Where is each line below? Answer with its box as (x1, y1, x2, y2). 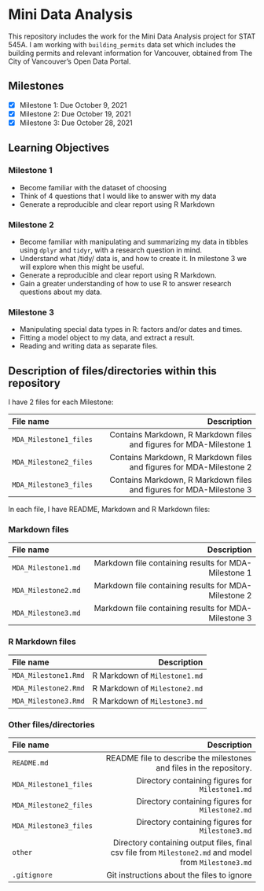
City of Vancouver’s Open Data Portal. (8, 57, 131, 66)
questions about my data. (19, 287, 102, 296)
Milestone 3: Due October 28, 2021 (19, 118, 134, 127)
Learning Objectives (8, 142, 110, 155)
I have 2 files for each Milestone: (8, 397, 114, 407)
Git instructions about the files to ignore (105, 869, 252, 880)
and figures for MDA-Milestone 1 (129, 439, 252, 450)
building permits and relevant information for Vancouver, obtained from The (8, 48, 253, 57)
